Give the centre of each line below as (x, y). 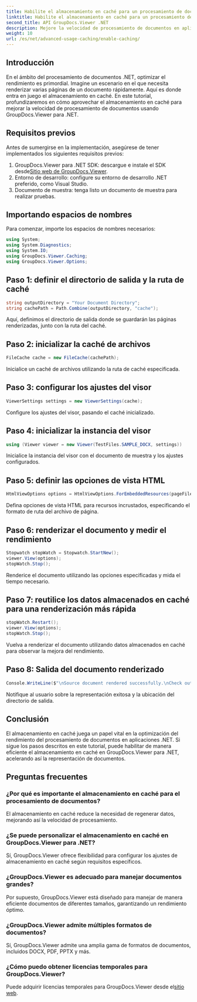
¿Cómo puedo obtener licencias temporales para (77, 967)
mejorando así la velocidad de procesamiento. (62, 820)
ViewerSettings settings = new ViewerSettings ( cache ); (74, 401)
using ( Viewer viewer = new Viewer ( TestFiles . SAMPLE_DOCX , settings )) (94, 444)
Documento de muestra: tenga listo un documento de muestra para (96, 190)
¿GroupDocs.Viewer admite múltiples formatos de (79, 925)
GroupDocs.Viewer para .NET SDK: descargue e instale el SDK (90, 165)
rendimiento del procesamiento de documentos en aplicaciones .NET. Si (93, 739)
